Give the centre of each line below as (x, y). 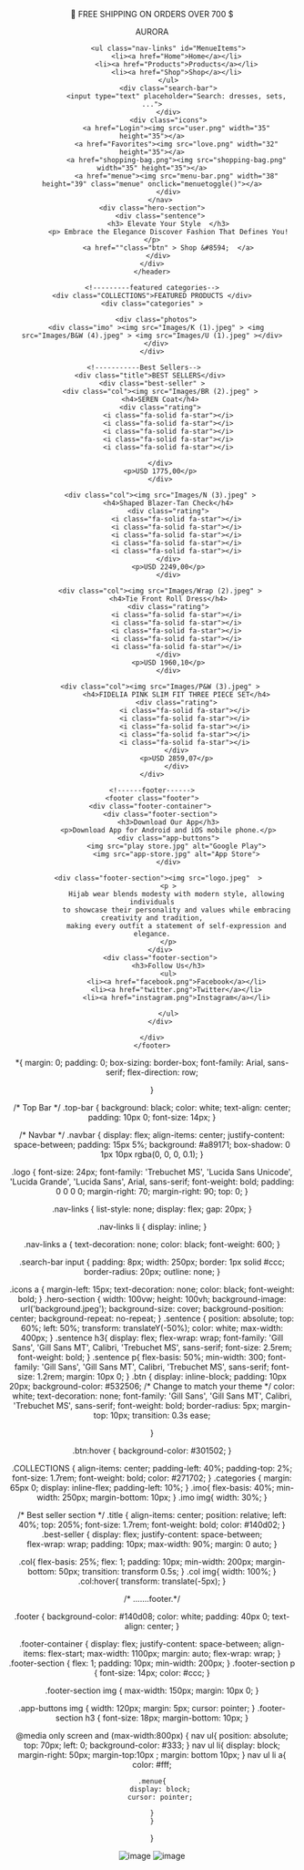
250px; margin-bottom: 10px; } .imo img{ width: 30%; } (164, 1497)
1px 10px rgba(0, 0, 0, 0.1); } (152, 1154)
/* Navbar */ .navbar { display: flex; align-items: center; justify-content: (152, 1135)
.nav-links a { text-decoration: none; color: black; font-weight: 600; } (152, 1244)
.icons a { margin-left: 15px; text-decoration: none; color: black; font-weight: (152, 1289)
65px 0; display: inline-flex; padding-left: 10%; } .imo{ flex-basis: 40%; (142, 1488)
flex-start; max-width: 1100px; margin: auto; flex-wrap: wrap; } (164, 1653)
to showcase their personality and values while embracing (177, 910)
